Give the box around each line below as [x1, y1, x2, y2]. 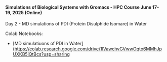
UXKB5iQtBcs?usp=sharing [12, 51, 70, 57]
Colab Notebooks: [5, 30, 43, 37]
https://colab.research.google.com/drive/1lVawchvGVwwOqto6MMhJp [14, 46, 162, 52]
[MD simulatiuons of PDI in [12, 41, 68, 47]
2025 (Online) [12, 9, 43, 15]
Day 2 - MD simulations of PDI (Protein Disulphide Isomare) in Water [5, 21, 147, 27]
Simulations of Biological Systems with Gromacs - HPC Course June [5, 4, 152, 10]
